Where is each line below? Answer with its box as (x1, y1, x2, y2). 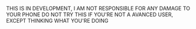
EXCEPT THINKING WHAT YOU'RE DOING (6, 17, 109, 24)
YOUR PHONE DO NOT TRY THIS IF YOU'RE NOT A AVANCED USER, (6, 11, 174, 18)
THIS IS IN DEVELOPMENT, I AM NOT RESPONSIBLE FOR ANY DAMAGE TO (6, 5, 191, 12)
